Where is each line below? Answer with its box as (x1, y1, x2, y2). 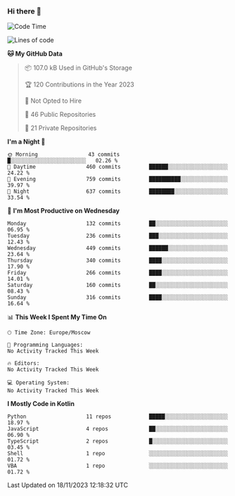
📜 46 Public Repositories (24, 110, 96, 119)
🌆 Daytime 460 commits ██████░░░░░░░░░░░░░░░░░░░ (7, 163, 229, 171)
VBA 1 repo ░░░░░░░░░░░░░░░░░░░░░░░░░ (7, 462, 229, 470)
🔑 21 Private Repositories (24, 124, 97, 132)
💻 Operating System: (7, 379, 70, 386)
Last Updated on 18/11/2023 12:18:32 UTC (7, 481, 129, 490)
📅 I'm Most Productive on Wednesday (7, 207, 120, 215)
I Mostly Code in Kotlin (7, 400, 75, 408)
